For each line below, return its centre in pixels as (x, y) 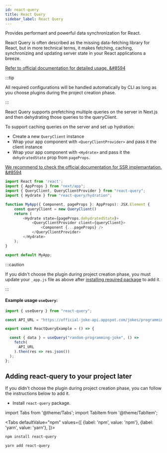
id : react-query (22, 10)
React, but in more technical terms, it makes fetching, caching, (69, 48)
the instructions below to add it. (38, 393)
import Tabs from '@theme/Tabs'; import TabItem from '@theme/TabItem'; (82, 413)
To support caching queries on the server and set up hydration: (70, 127)
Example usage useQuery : (32, 301)
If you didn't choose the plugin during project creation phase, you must (78, 274)
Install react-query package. (42, 403)
